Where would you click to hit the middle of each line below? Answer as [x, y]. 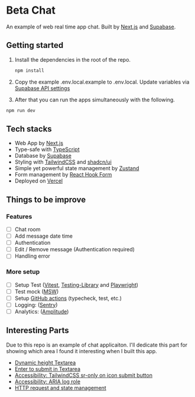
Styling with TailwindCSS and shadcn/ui [63, 162]
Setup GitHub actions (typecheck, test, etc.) [68, 298]
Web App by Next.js [39, 143]
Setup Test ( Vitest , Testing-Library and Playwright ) [77, 284]
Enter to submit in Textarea [48, 369]
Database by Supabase [43, 156]
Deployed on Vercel [39, 181]
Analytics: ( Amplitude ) [42, 311]
